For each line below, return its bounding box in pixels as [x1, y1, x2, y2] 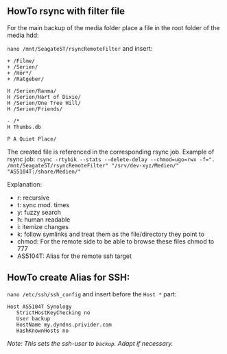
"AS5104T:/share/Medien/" [7, 168, 81, 175]
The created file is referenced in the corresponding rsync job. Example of [7, 147, 215, 156]
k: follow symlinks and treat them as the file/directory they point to [16, 230, 204, 238]
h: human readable [16, 215, 71, 224]
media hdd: [7, 31, 39, 39]
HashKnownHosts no [16, 327, 69, 334]
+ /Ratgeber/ [7, 75, 45, 82]
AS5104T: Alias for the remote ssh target [16, 252, 132, 260]
